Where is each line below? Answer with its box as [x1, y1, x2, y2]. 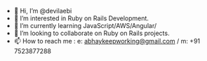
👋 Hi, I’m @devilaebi [13, 7, 72, 15]
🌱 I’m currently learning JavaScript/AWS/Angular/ [13, 22, 156, 29]
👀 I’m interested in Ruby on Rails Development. [13, 14, 149, 22]
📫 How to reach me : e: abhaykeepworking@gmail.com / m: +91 [13, 37, 201, 45]
